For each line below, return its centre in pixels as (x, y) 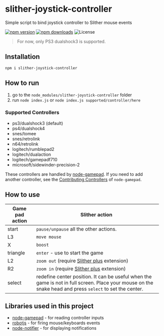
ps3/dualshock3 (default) (38, 123)
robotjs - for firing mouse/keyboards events (56, 323)
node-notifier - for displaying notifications (54, 328)
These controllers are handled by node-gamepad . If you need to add (74, 174)
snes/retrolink (26, 139)
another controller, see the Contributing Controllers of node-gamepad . (73, 179)
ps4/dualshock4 (29, 128)
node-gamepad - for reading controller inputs (58, 318)
